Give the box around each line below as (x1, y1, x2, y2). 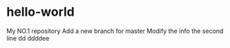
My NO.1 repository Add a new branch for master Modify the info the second (6, 27, 224, 35)
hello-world (6, 4, 75, 20)
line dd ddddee (6, 34, 50, 42)
